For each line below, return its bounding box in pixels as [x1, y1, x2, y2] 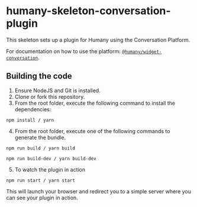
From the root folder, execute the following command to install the [14, 99, 176, 106]
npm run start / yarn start [6, 177, 76, 183]
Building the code [6, 71, 72, 81]
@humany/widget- [122, 48, 162, 54]
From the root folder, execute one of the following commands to [14, 127, 170, 134]
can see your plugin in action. [6, 194, 78, 201]
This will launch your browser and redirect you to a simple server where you [6, 187, 191, 195]
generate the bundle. [14, 134, 66, 141]
